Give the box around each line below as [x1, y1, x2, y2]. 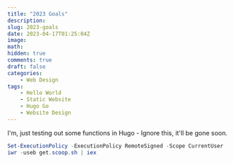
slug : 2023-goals [7, 23, 59, 30]
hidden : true [7, 50, 46, 57]
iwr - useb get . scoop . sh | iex [7, 149, 97, 156]
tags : [7, 83, 23, 90]
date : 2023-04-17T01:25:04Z [7, 30, 91, 38]
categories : [7, 69, 43, 77]
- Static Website [20, 96, 72, 103]
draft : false [7, 63, 46, 70]
